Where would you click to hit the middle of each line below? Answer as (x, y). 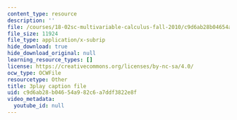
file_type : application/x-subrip (56, 40)
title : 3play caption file (47, 86)
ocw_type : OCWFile (34, 73)
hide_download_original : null (52, 54)
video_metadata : (31, 100)
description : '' (31, 20)
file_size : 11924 (33, 34)
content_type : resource (42, 14)
